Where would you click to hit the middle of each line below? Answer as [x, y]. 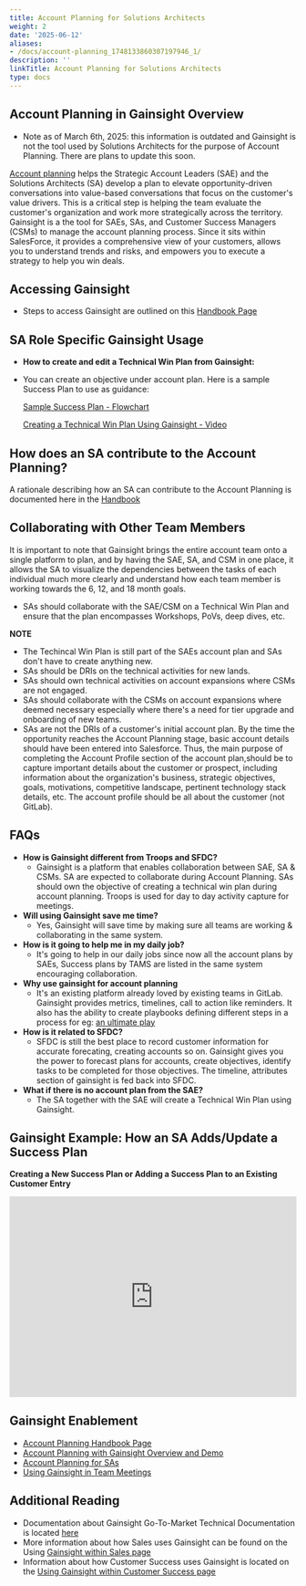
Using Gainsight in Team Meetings [87, 1472]
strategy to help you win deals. [67, 260]
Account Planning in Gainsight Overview [127, 115]
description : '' [40, 60]
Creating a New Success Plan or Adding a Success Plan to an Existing [143, 1174]
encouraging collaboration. [87, 974]
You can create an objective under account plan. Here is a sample [146, 380]
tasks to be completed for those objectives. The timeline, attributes [162, 1070]
